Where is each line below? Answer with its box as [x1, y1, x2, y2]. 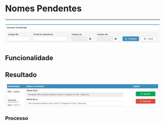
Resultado [5, 71, 37, 79]
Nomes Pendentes [5, 3, 82, 14]
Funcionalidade [5, 54, 54, 62]
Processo [5, 115, 28, 122]
